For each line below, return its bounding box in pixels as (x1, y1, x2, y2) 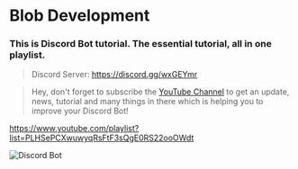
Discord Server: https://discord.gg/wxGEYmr (31, 69, 198, 80)
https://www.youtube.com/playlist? (9, 123, 140, 134)
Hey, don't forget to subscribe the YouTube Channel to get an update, (31, 86, 290, 97)
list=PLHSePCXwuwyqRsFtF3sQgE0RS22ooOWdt (9, 132, 194, 144)
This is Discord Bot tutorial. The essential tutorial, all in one (9, 38, 272, 50)
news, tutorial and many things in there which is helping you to (31, 96, 264, 107)
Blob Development (9, 5, 150, 26)
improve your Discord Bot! (31, 105, 129, 117)
